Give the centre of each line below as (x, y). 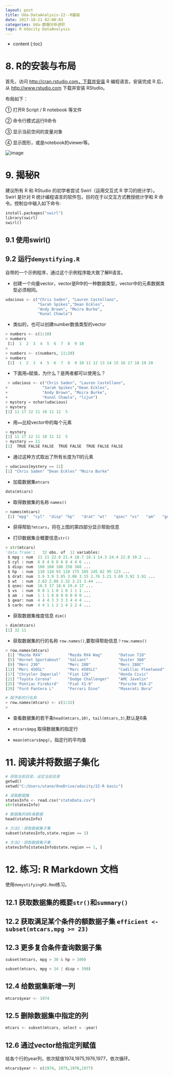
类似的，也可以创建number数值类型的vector (59, 324)
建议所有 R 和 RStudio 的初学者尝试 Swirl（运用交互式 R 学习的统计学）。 (82, 190)
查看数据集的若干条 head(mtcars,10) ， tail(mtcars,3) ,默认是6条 (80, 718)
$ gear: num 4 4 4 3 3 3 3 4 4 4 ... (49, 601)
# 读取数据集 (17, 796)
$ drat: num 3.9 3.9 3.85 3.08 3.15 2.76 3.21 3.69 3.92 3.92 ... (81, 576)
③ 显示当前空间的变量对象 (34, 132)
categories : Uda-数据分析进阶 (35, 24)
